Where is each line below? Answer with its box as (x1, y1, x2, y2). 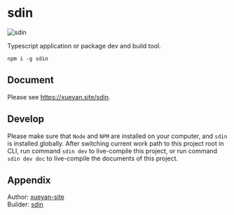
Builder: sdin (7, 200, 43, 209)
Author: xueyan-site (7, 193, 65, 201)
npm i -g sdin (7, 55, 49, 62)
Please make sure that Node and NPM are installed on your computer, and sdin (7, 132, 228, 140)
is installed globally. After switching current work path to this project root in (7, 139, 224, 148)
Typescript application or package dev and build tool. (7, 41, 161, 50)
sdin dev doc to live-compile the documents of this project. (7, 154, 179, 162)
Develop (7, 113, 44, 125)
